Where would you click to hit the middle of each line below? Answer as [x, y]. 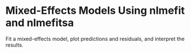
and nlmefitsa [40, 23]
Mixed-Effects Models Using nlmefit [95, 11]
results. [15, 45]
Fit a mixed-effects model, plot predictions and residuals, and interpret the [95, 39]
